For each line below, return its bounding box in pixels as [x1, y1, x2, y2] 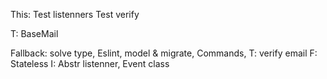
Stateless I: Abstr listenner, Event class [10, 58, 170, 69]
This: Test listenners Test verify [10, 9, 140, 20]
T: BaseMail [10, 28, 59, 39]
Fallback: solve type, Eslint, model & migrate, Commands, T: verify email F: [10, 47, 318, 59]
